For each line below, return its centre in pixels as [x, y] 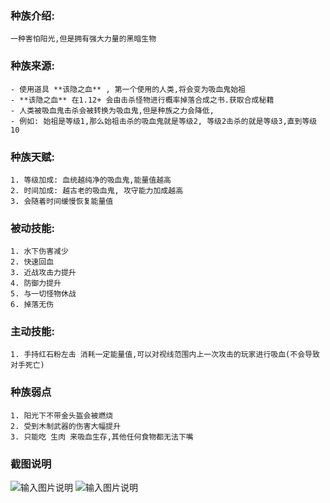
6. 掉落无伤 [32, 305]
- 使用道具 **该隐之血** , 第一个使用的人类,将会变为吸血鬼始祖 [128, 89]
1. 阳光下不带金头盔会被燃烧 [62, 415]
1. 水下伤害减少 [39, 252]
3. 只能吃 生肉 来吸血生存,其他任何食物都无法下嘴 [102, 437]
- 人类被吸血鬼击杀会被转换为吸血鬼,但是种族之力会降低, [112, 110]
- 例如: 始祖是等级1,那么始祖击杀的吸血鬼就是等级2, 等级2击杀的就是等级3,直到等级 [164, 121]
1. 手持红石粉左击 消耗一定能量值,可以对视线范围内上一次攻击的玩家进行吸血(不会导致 [165, 355]
